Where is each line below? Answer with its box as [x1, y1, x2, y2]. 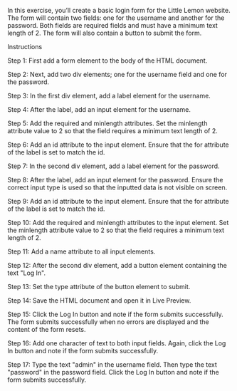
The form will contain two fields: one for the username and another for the [7, 14, 225, 22]
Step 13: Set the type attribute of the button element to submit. [7, 283, 191, 291]
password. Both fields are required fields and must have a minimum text [7, 21, 218, 29]
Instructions [7, 43, 43, 51]
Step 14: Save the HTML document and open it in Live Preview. [7, 296, 191, 305]
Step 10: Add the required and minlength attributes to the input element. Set [7, 219, 229, 226]
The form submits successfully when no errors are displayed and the [7, 318, 209, 326]
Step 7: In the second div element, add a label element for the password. [7, 162, 220, 170]
